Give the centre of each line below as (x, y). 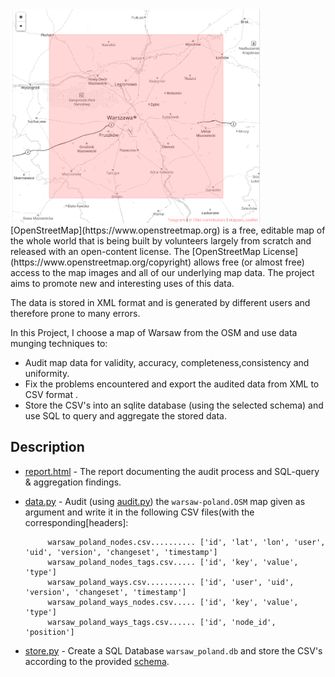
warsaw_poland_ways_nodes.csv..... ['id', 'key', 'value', (173, 602)
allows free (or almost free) (249, 262)
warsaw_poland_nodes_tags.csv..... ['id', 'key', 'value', (173, 562)
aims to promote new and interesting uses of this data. (122, 283)
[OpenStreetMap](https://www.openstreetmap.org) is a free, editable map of (168, 230)
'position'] (49, 632)
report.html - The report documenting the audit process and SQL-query (172, 471)
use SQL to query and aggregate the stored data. (125, 415)
